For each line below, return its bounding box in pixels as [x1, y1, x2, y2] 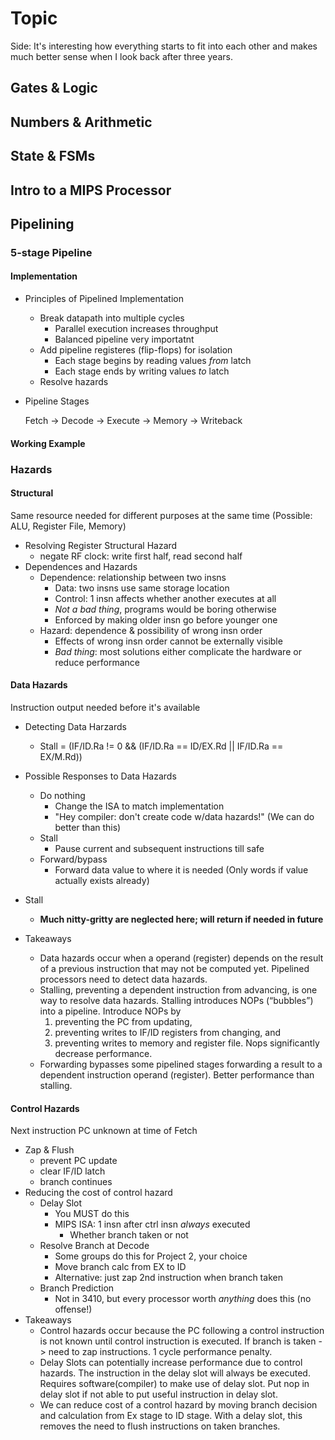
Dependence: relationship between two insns [39, 571, 227, 583]
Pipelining [10, 215, 75, 232]
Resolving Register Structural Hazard [24, 539, 178, 551]
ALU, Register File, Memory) [10, 520, 127, 532]
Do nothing [39, 789, 86, 801]
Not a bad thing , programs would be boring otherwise [54, 603, 277, 615]
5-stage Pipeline [10, 245, 93, 259]
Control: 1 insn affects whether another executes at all [54, 592, 277, 604]
